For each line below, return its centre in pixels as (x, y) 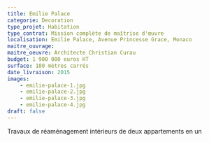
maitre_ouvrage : (31, 46)
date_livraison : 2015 (39, 72)
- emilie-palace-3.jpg (53, 99)
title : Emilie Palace (39, 14)
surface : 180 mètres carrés (48, 66)
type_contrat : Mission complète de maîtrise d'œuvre (86, 33)
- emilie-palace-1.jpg (53, 85)
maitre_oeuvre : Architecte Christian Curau (72, 53)
